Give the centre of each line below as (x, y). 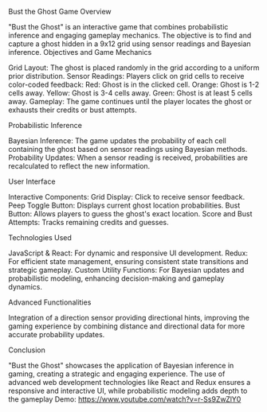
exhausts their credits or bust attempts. (73, 110)
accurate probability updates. (57, 334)
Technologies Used (40, 237)
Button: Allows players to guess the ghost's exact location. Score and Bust (130, 214)
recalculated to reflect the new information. (79, 166)
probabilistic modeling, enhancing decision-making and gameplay (116, 278)
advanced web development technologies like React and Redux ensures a (130, 382)
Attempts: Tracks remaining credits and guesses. (88, 222)
